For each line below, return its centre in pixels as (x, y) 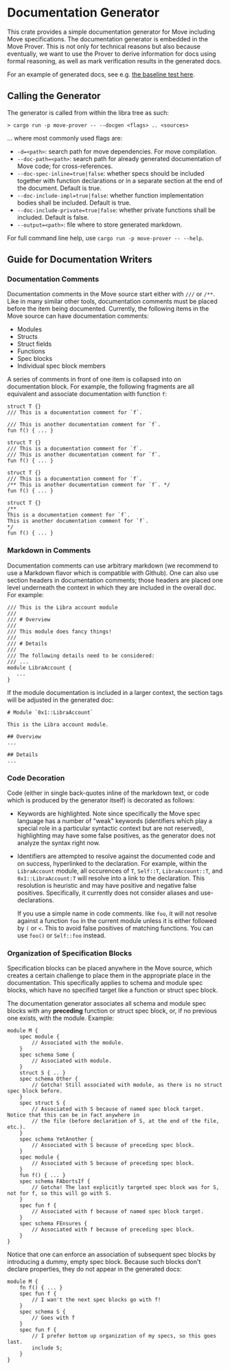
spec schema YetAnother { (57, 1139)
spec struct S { (43, 1103)
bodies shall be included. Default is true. (74, 203)
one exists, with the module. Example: (61, 1018)
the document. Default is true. (59, 188)
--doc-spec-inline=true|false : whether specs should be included (111, 173)
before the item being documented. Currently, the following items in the (108, 309)
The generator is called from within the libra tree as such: (88, 112)
